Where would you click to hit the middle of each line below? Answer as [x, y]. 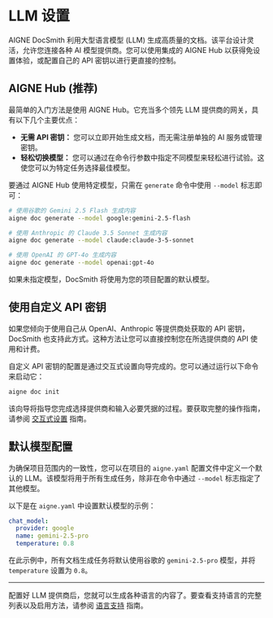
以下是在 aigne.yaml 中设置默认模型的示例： [82, 506]
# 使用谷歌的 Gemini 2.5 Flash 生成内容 [72, 210]
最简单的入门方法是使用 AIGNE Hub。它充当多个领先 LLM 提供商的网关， [130, 109]
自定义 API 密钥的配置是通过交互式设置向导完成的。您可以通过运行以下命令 [134, 366]
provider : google [45, 528]
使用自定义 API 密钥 [58, 307]
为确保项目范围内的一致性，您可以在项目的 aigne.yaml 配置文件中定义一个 [132, 467]
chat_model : [28, 521]
